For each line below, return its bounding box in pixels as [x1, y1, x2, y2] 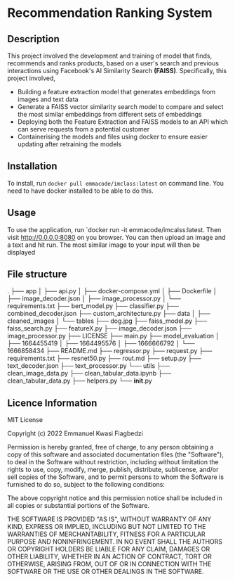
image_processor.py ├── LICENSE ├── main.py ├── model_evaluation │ [7, 332, 220, 340]
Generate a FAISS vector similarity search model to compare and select [17, 103, 224, 110]
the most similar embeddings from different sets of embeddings [17, 110, 202, 118]
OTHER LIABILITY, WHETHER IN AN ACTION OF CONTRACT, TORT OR [7, 552, 212, 561]
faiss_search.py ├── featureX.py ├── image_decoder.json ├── [7, 324, 192, 333]
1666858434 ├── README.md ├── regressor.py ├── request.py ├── [7, 347, 213, 355]
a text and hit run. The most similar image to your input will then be [7, 241, 201, 249]
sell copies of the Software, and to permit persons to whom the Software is [7, 473, 224, 481]
